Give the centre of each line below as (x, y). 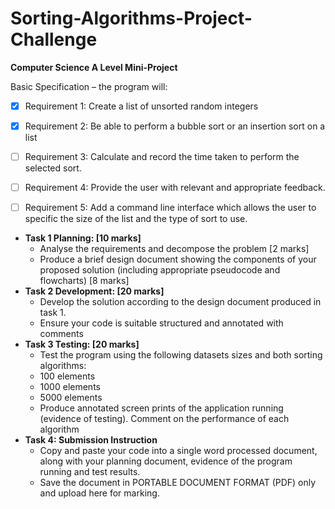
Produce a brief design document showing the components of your (178, 259)
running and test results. (90, 472)
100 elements (67, 376)
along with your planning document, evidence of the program (166, 461)
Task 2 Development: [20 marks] (94, 291)
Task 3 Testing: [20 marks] (82, 344)
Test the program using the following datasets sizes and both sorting (181, 355)
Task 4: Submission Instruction (91, 440)
